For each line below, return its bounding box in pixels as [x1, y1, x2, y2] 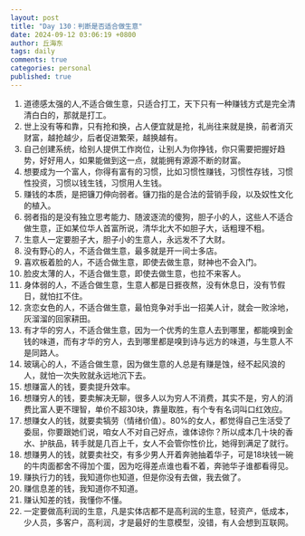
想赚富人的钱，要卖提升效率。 [23, 381, 135, 392]
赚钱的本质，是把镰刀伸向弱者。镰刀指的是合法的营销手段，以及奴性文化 [23, 188, 293, 199]
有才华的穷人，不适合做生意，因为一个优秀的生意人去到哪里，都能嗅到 [23, 324, 286, 335]
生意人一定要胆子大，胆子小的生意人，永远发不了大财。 [23, 234, 230, 244]
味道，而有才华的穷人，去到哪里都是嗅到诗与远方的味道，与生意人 [39, 336, 286, 347]
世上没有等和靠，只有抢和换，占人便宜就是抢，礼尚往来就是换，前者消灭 [23, 120, 293, 131]
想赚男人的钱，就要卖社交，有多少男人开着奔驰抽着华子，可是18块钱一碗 [23, 449, 294, 460]
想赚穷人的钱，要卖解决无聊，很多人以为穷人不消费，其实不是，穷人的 [23, 392, 286, 403]
